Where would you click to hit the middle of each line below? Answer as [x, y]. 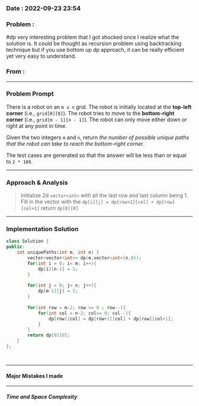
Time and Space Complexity [42, 396]
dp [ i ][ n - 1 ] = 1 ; [58, 269]
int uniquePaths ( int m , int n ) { [58, 253]
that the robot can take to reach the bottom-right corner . [76, 143]
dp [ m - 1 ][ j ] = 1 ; [58, 291]
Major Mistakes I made [35, 376]
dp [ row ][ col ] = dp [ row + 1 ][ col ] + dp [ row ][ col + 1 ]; [111, 319]
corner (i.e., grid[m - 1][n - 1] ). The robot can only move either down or [97, 119]
